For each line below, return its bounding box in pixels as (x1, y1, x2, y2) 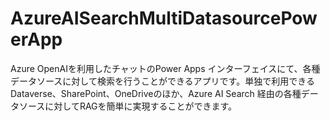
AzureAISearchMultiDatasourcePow (10, 7, 318, 30)
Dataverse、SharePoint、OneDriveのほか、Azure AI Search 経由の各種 (10, 87, 302, 99)
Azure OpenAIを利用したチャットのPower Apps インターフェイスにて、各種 (10, 62, 321, 74)
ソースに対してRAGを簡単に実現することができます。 (18, 100, 238, 112)
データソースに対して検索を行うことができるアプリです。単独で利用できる (10, 75, 315, 87)
